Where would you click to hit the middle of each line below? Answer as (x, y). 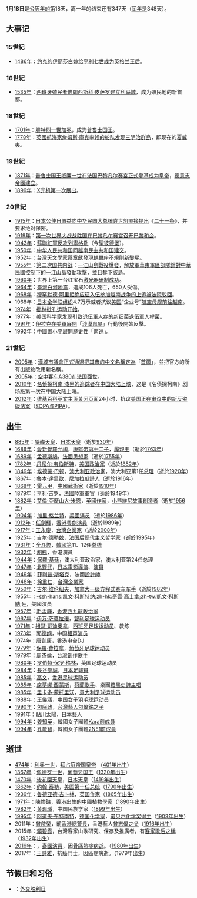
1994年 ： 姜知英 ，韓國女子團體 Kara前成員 (65, 721)
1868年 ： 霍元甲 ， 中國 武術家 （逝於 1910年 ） (67, 486)
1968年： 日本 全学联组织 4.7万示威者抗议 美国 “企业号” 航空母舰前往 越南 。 (101, 302)
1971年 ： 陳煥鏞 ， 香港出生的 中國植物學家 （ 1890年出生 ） (82, 801)
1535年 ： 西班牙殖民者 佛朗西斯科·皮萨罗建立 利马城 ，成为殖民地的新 (96, 92)
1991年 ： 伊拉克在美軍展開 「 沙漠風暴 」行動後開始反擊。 (82, 323)
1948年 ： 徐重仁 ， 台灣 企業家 (49, 582)
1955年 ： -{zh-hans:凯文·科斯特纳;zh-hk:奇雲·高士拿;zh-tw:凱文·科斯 (97, 596)
